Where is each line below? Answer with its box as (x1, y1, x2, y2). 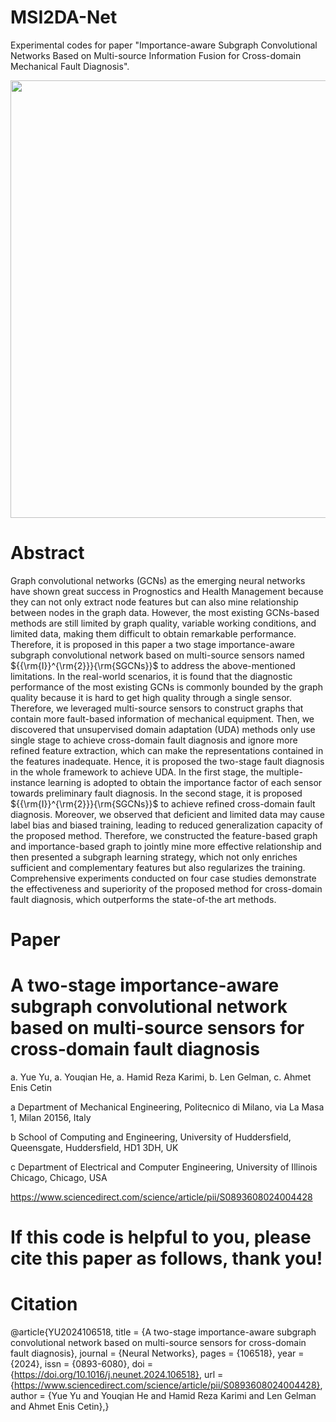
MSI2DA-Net (10, 6, 118, 29)
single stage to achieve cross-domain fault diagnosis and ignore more (10, 734, 298, 746)
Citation (10, 1293, 78, 1316)
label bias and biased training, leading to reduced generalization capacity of (10, 819, 323, 831)
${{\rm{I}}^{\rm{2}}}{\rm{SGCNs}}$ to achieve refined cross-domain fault (10, 797, 316, 810)
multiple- (266, 766, 303, 778)
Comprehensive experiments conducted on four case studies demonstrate (10, 872, 317, 884)
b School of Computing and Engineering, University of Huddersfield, (10, 1131, 292, 1143)
